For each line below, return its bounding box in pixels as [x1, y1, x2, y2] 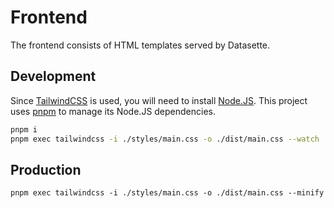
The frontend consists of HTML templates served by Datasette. [10, 39, 271, 51]
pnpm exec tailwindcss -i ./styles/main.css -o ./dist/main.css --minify [10, 188, 325, 198]
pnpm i [10, 124, 38, 135]
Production [10, 161, 82, 178]
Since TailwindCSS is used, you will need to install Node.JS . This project [10, 94, 308, 106]
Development [10, 68, 97, 85]
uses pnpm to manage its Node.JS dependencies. [10, 105, 217, 117]
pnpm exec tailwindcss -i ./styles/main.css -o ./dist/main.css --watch [10, 134, 320, 144]
